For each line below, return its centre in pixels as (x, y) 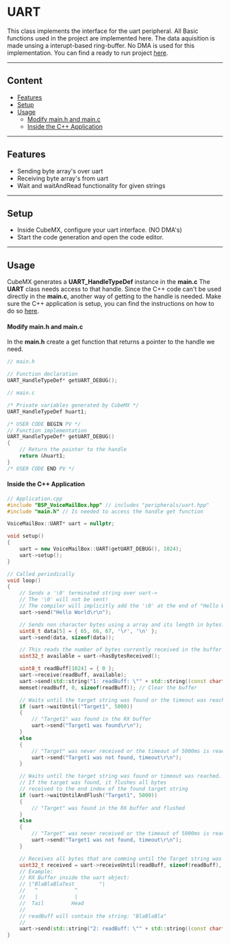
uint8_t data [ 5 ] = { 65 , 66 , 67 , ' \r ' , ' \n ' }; (89, 631)
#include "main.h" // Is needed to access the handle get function (105, 512)
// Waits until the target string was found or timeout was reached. (121, 776)
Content (25, 81)
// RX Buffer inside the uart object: (75, 878)
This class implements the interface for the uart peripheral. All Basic (103, 31)
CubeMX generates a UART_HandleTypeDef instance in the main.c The (109, 282)
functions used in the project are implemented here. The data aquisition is (111, 38)
